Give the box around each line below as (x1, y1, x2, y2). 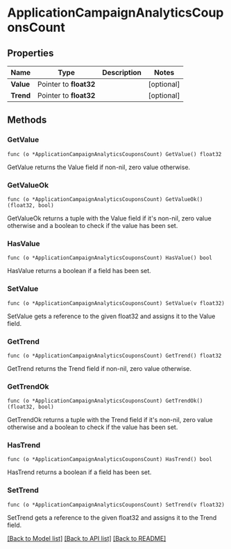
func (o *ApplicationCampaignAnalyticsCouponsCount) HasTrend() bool (7, 456, 213, 463)
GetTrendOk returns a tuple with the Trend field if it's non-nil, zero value (7, 416, 213, 424)
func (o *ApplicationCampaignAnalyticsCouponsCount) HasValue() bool (7, 254, 213, 261)
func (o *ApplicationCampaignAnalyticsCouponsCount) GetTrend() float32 (7, 352, 222, 359)
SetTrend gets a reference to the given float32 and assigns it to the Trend (7, 513, 217, 521)
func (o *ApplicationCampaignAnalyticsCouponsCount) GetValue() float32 (7, 150, 222, 157)
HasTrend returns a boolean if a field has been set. (7, 468, 152, 476)
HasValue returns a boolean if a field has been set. (7, 267, 151, 275)
